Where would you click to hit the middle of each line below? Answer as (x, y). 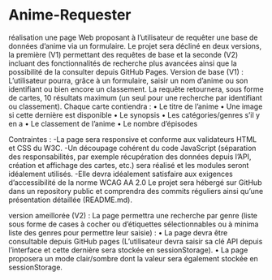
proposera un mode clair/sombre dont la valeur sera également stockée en (133, 258)
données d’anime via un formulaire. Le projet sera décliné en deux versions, (135, 45)
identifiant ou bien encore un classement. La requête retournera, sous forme (136, 89)
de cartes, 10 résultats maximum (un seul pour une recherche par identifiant (135, 97)
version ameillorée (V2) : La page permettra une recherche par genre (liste (133, 215)
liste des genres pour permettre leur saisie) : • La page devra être (118, 232)
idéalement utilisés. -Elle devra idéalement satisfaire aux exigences (121, 174)
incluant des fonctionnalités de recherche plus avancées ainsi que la (123, 63)
